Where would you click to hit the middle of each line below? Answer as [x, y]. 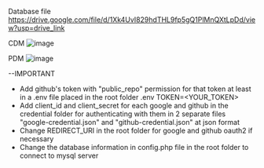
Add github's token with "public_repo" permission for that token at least [135, 89]
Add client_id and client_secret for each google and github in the [124, 106]
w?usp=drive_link [37, 28]
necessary [37, 139]
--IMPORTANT [32, 73]
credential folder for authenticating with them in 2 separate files [123, 114]
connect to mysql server [59, 155]
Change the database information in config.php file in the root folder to [134, 147]
